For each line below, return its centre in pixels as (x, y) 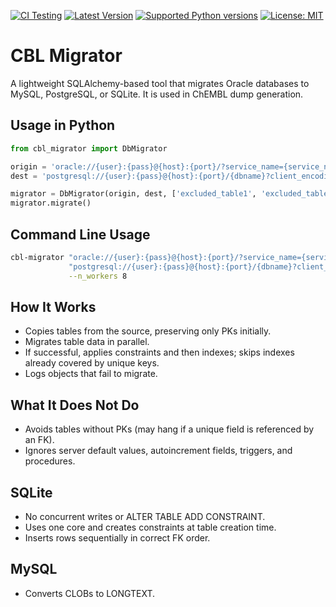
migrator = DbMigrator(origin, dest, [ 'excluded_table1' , (133, 194)
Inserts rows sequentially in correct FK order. (117, 538)
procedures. (50, 461)
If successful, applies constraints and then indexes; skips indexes (159, 352)
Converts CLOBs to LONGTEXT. (90, 593)
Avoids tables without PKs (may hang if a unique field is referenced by (169, 429)
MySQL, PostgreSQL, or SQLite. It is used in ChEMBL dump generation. (157, 94)
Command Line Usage (80, 234)
